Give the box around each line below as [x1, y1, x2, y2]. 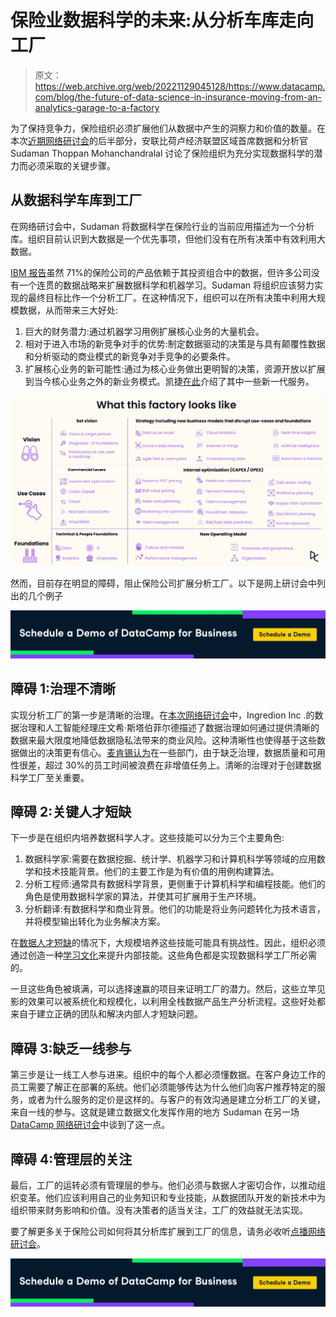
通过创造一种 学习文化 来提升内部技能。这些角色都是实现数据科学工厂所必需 [10, 949, 317, 961]
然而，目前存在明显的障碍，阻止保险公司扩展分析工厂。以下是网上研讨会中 [10, 577, 317, 589]
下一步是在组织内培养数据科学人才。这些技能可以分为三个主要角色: [10, 832, 285, 844]
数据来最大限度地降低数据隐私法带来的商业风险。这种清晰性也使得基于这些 [10, 734, 317, 746]
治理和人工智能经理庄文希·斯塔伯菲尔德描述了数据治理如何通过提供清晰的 [18, 721, 320, 733]
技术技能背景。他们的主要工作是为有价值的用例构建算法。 [42, 866, 280, 878]
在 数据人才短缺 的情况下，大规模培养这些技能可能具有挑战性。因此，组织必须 [10, 937, 326, 949]
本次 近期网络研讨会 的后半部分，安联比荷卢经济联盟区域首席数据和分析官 [10, 134, 308, 146]
